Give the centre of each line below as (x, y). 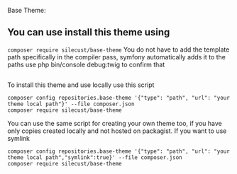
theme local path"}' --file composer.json (71, 104)
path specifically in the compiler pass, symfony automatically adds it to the (116, 57)
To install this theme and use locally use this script (81, 85)
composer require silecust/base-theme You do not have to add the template (118, 50)
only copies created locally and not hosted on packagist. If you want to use (117, 131)
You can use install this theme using (89, 32)
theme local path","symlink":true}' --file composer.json (95, 158)
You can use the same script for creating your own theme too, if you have (115, 124)
